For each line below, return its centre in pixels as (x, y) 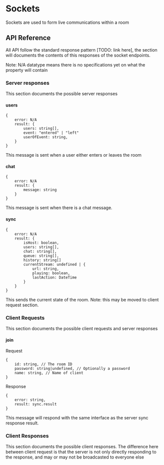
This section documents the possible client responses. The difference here (82, 447)
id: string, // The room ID (43, 364)
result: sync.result (36, 405)
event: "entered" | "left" (51, 133)
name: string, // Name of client (49, 373)
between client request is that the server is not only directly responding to (81, 452)
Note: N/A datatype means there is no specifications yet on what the (76, 64)
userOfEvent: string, (46, 137)
